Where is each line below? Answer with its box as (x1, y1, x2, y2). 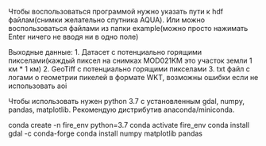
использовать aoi (8, 81, 67, 90)
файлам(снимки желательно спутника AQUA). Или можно (8, 15, 205, 25)
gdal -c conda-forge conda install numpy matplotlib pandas (8, 129, 202, 138)
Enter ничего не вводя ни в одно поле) (8, 32, 139, 41)
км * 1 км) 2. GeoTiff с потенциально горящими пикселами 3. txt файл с (8, 64, 250, 74)
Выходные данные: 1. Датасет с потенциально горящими (8, 48, 202, 56)
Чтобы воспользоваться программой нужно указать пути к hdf (8, 7, 224, 16)
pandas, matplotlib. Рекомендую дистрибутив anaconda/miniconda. (8, 105, 235, 114)
